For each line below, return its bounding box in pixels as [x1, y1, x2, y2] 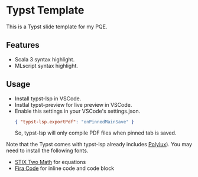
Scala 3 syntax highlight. [14, 55, 75, 63]
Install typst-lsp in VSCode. [14, 95, 82, 102]
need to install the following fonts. [6, 147, 89, 154]
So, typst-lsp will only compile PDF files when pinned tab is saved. [14, 129, 177, 136]
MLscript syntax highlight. [14, 62, 79, 69]
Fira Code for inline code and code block [14, 165, 114, 172]
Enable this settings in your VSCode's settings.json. [14, 107, 141, 114]
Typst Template [6, 4, 85, 17]
